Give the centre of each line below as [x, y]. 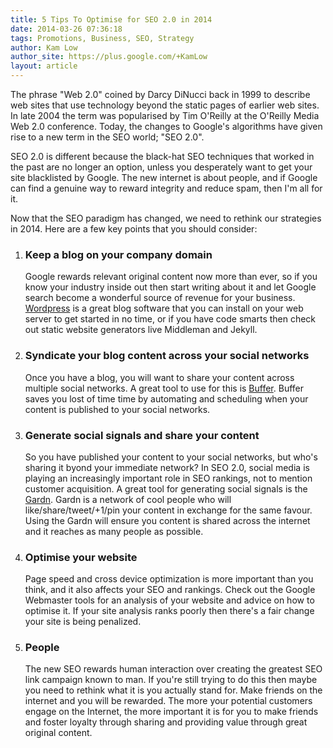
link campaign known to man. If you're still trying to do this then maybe [171, 680]
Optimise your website [81, 557]
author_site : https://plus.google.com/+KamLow [109, 57]
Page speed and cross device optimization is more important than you [169, 579]
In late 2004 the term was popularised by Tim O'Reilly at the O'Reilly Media [165, 115]
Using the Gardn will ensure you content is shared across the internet [167, 520]
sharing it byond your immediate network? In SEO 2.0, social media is [167, 467]
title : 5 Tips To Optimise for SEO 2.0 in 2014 [111, 19]
